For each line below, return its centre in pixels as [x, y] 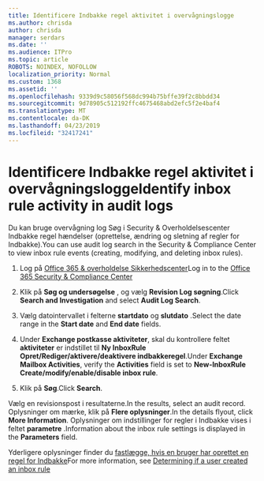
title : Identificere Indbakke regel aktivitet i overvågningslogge [121, 15]
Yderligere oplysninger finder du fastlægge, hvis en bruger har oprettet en [128, 452]
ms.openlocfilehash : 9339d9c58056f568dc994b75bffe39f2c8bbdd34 [114, 96]
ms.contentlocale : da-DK [49, 118]
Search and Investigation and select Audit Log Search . [110, 300]
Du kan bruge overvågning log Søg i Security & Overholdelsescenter [119, 227]
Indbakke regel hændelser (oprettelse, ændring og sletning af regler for [124, 236]
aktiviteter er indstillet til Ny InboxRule [83, 348]
